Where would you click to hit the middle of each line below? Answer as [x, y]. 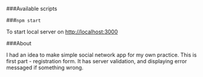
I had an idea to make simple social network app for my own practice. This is [101, 55]
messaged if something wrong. [45, 67]
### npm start [24, 20]
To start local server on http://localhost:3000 [62, 32]
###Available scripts [32, 9]
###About [19, 43]
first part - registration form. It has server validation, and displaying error [97, 61]
